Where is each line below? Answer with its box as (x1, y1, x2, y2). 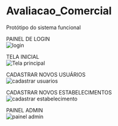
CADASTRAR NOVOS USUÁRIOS (6, 71, 86, 78)
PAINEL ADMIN (6, 106, 43, 114)
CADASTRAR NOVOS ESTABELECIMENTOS (6, 89, 112, 96)
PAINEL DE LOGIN (6, 35, 50, 42)
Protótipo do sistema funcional (6, 24, 81, 31)
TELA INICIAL (6, 53, 40, 60)
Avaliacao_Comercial (6, 4, 112, 18)
